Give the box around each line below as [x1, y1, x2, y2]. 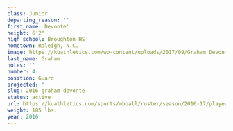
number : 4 [7, 68, 36, 75]
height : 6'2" [7, 29, 45, 37]
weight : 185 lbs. [7, 107, 58, 114]
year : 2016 [7, 113, 39, 120]
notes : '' [7, 62, 36, 69]
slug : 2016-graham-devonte [7, 87, 85, 94]
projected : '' [7, 81, 49, 88]
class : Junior [7, 10, 49, 17]
